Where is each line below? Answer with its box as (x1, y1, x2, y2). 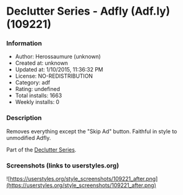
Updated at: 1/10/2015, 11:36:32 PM (15, 66, 104, 73)
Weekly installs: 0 (15, 98, 60, 106)
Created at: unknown (15, 59, 68, 67)
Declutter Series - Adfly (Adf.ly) (6, 4, 170, 18)
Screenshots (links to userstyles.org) (6, 161, 120, 169)
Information (6, 39, 42, 48)
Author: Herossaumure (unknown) (15, 53, 101, 61)
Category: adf (15, 79, 51, 86)
